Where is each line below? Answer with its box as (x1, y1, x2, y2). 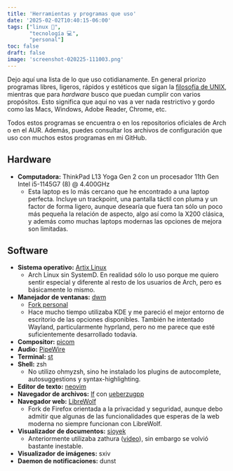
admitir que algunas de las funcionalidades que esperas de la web (27, 412, 220, 421)
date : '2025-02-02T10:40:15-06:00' (7, 17, 112, 24)
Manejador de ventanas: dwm (17, 293, 107, 301)
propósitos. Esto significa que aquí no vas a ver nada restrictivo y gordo (7, 97, 215, 106)
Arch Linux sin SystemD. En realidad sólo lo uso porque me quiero (27, 271, 219, 279)
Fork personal (27, 301, 69, 309)
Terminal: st (17, 353, 53, 361)
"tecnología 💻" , (29, 29, 79, 37)
